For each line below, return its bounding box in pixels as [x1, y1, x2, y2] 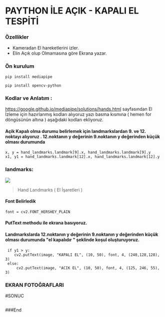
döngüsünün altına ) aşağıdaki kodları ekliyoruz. [5, 117, 103, 123]
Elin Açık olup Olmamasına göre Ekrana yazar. [12, 50, 107, 56]
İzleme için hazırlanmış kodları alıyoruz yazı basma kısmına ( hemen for [5, 111, 151, 117]
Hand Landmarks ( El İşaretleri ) [17, 187, 83, 193]
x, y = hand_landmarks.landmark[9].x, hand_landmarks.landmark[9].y [5, 150, 151, 155]
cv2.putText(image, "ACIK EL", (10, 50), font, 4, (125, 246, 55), [16, 265, 160, 270]
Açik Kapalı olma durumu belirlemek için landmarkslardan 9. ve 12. [5, 128, 146, 134]
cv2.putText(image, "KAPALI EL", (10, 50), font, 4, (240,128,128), [14, 252, 160, 257]
